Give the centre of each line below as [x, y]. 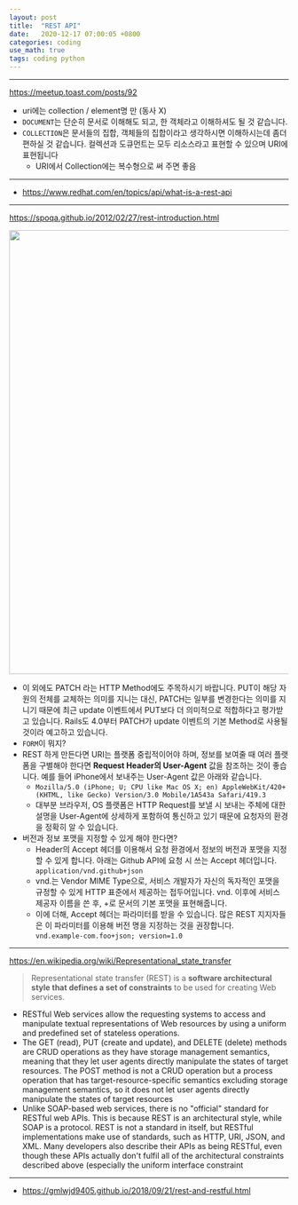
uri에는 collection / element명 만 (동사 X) [94, 111]
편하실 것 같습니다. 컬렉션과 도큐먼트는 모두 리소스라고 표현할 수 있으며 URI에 [155, 144]
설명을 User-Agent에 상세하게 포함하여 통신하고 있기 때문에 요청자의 [153, 816]
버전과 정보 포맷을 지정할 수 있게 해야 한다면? [100, 838]
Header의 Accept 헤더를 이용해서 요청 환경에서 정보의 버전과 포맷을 [153, 849]
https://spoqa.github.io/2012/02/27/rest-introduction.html [114, 218]
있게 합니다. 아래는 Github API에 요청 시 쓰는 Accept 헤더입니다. [166, 860]
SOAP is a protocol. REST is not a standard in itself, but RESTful [138, 1127]
